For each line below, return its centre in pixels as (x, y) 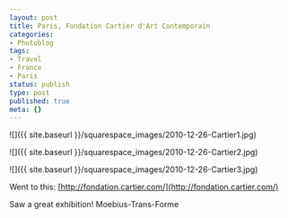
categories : (31, 34)
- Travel (26, 59)
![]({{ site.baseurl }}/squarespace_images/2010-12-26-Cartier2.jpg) (134, 153)
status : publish (39, 84)
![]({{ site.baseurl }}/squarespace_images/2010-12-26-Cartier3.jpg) (134, 170)
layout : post (34, 17)
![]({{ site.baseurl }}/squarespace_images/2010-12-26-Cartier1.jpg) (133, 135)
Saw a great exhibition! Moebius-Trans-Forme (94, 205)
